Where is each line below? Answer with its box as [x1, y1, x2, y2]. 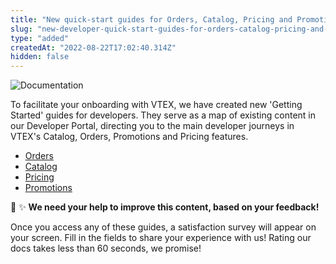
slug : [10, 24, 33, 34]
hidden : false [10, 52, 70, 62]
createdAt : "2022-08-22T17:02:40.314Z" [10, 42, 177, 53]
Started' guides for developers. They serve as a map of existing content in [10, 109, 316, 121]
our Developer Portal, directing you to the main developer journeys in [10, 120, 295, 132]
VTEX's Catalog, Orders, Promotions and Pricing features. [10, 131, 249, 143]
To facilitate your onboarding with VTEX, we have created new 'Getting [10, 99, 303, 111]
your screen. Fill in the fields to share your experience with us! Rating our [10, 232, 312, 244]
